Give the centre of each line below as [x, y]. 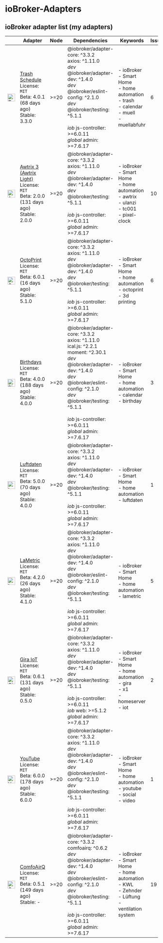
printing [127, 302]
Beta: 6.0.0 [33, 776]
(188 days [32, 385]
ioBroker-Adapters [43, 9]
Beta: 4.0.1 [33, 97]
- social [127, 794]
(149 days [32, 890]
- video [127, 800]
